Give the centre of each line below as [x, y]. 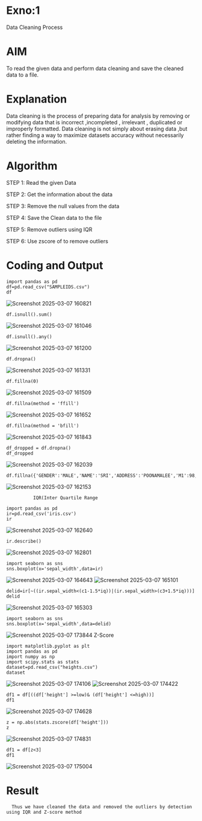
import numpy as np [31, 656]
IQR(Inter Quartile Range [65, 498]
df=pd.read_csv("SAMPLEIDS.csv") [48, 287]
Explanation [37, 99]
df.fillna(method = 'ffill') [43, 403]
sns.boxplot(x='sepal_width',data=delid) [59, 624]
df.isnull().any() [29, 337]
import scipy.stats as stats [43, 662]
